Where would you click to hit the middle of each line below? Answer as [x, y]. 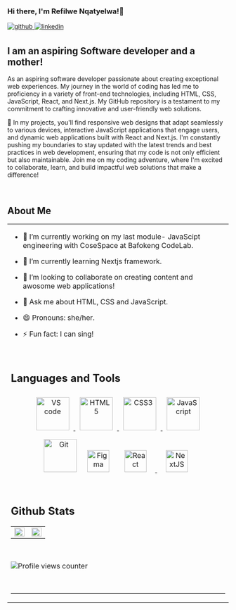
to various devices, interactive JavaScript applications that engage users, [113, 130]
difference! [23, 175]
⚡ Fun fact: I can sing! [58, 334]
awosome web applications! [69, 286]
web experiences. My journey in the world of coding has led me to [103, 87]
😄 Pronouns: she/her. [59, 318]
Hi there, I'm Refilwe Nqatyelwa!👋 [66, 11]
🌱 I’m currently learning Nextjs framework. [92, 261]
